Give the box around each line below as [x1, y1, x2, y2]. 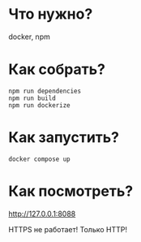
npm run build [8, 94, 57, 102]
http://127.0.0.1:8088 [8, 209, 76, 218]
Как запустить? [8, 128, 120, 147]
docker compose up [8, 155, 70, 163]
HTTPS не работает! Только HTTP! [8, 224, 128, 234]
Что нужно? [8, 5, 93, 24]
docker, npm [8, 32, 50, 41]
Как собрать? [8, 60, 105, 79]
